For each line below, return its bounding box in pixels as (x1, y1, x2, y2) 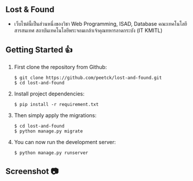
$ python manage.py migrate (14, 128, 83, 134)
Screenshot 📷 (5, 166, 59, 176)
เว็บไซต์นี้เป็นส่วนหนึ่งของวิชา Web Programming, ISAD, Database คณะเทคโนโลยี (14, 20, 188, 27)
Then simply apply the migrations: (14, 111, 97, 119)
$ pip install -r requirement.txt (14, 101, 99, 107)
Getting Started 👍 (5, 45, 73, 55)
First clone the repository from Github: (14, 63, 107, 70)
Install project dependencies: (14, 90, 85, 97)
